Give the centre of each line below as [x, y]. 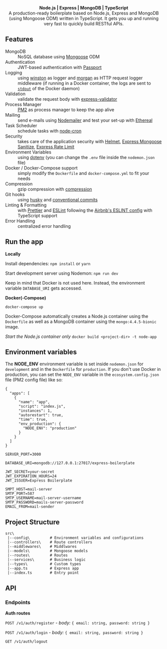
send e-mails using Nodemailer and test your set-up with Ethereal [85, 120]
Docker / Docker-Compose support [42, 168]
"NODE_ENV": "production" [50, 428]
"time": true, [33, 420]
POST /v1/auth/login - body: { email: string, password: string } [74, 632]
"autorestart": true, [41, 415]
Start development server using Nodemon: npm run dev [62, 273]
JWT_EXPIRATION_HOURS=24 [31, 476]
